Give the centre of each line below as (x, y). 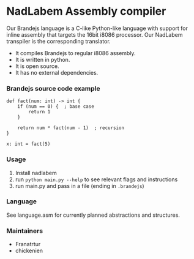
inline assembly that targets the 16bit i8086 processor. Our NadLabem (95, 34)
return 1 (39, 112)
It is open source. (37, 66)
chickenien (29, 251)
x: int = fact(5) (28, 144)
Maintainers (25, 231)
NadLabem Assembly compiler (86, 11)
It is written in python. (43, 59)
